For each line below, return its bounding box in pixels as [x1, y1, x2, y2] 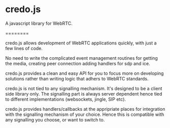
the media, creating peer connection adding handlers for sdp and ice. [5, 60, 151, 66]
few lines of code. [5, 45, 43, 51]
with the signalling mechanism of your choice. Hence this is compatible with [5, 111, 164, 117]
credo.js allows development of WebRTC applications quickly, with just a [5, 39, 157, 46]
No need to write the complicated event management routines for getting [5, 55, 158, 61]
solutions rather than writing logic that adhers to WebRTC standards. [5, 75, 149, 81]
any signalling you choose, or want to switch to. [5, 116, 105, 122]
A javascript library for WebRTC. [5, 20, 73, 26]
